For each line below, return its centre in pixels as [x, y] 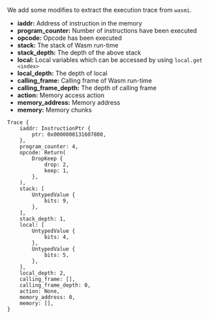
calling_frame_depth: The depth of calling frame [87, 88]
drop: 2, [57, 165]
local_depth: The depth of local [62, 73]
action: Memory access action [61, 95]
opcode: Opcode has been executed [69, 38]
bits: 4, [57, 237]
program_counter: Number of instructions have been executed [107, 31]
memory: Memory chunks [54, 110]
